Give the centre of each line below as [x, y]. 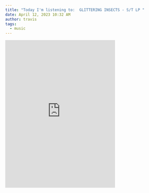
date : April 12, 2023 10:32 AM [38, 15]
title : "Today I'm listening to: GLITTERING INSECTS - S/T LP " [75, 10]
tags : [11, 24]
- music [18, 29]
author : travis [21, 19]
